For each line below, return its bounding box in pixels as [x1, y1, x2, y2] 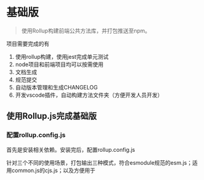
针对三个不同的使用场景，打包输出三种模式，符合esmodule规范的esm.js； [6, 159, 193, 166]
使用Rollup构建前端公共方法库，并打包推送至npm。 [21, 27, 151, 34]
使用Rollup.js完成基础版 [6, 111, 97, 121]
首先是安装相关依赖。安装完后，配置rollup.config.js [6, 146, 135, 153]
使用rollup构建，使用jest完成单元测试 [15, 53, 109, 60]
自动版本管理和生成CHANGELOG [15, 83, 98, 91]
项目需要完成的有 [6, 40, 50, 47]
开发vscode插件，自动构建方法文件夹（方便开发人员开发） [15, 91, 164, 99]
